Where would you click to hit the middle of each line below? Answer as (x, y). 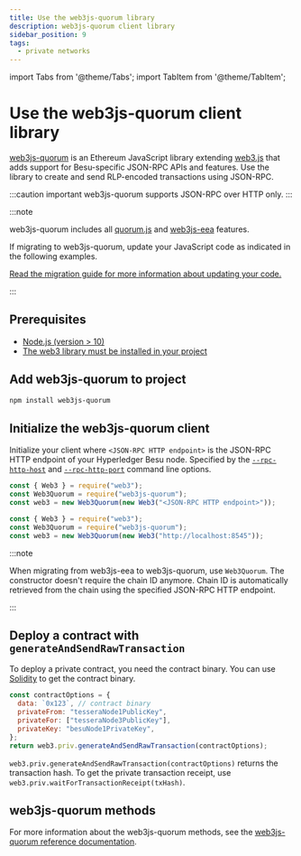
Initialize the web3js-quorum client (109, 428)
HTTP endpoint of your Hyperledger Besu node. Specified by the (130, 460)
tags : (19, 43)
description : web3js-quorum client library (92, 26)
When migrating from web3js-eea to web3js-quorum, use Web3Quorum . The (147, 571)
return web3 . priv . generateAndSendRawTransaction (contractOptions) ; (139, 746)
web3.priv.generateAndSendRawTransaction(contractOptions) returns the (144, 763)
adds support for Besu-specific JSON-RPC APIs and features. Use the (140, 167)
